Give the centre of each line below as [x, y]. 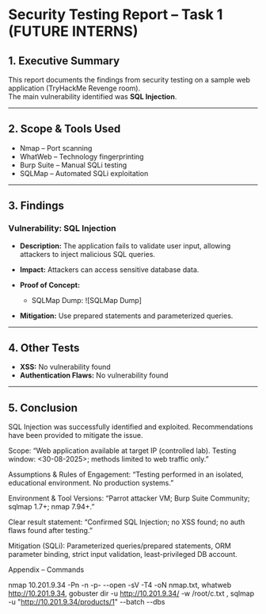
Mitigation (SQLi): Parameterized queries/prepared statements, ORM [120, 546]
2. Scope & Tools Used [65, 129]
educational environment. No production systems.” [91, 483]
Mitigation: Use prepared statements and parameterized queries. [126, 316]
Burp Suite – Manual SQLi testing [73, 165]
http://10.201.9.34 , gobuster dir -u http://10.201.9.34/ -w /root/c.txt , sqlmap [131, 593]
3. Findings [36, 206]
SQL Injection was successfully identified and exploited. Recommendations [131, 427]
